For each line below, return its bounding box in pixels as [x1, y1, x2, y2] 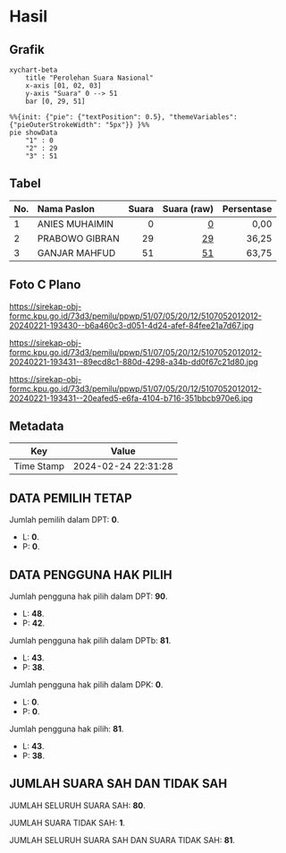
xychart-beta [9, 65, 58, 74]
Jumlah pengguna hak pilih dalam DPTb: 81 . [9, 635, 172, 646]
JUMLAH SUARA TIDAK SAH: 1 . [9, 817, 125, 828]
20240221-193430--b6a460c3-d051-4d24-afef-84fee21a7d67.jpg [9, 320, 255, 330]
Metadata [9, 419, 64, 434]
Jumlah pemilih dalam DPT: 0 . [9, 515, 120, 525]
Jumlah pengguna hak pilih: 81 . [9, 723, 124, 735]
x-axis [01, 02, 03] [25, 81, 102, 90]
